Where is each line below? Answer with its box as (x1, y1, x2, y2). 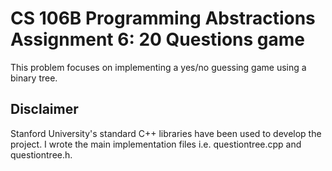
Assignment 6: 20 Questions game (10, 28, 306, 51)
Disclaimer (10, 101, 79, 118)
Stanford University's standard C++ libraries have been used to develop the (10, 127, 322, 139)
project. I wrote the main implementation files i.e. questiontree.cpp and (10, 138, 302, 150)
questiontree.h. (10, 148, 73, 161)
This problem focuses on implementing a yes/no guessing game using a (10, 61, 307, 73)
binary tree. (10, 72, 58, 84)
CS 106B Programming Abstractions (10, 7, 316, 30)
